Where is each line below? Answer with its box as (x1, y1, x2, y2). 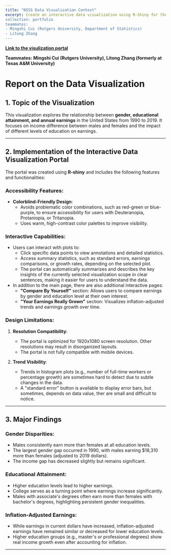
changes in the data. (20, 379, 64, 386)
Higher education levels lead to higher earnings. (12, 482, 113, 488)
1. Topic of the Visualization (5, 98, 95, 107)
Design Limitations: (5, 316, 54, 324)
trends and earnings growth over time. (20, 304, 101, 310)
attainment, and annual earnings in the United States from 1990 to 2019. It (5, 118, 162, 123)
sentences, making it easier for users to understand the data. (20, 277, 149, 283)
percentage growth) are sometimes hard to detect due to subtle (20, 374, 154, 380)
